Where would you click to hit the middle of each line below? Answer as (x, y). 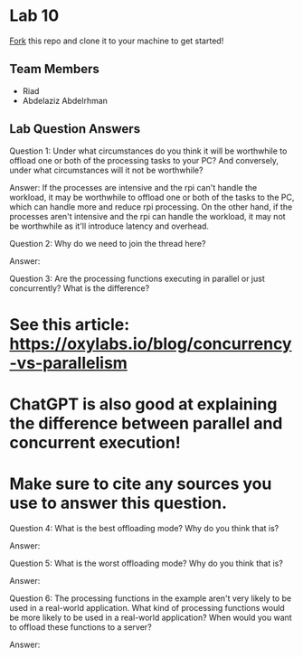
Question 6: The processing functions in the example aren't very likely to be (151, 598)
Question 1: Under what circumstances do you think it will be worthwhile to (148, 151)
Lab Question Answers (75, 129)
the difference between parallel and (146, 423)
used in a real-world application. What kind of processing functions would (147, 607)
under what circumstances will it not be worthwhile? (106, 170)
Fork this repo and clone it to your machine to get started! (117, 41)
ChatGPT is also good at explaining (143, 404)
